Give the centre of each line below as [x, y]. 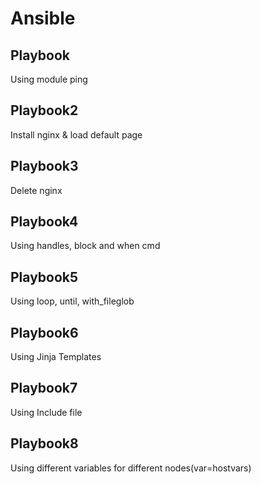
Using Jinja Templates [56, 357]
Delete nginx [36, 190]
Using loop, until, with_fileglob [72, 301]
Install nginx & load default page [76, 134]
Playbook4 [44, 222]
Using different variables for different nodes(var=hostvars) [131, 468]
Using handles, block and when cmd [85, 246]
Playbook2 [44, 110]
